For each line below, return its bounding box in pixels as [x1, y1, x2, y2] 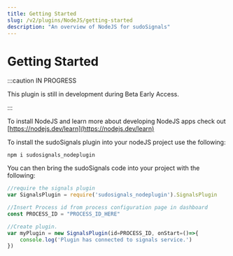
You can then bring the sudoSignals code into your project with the [7, 164, 200, 172]
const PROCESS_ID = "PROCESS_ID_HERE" [7, 211, 120, 218]
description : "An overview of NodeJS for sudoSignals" [7, 23, 171, 30]
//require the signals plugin [7, 185, 96, 192]
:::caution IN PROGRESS [7, 76, 77, 85]
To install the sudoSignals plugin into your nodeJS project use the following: [7, 138, 226, 147]
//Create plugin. [7, 223, 58, 230]
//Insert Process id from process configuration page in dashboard [7, 204, 209, 211]
